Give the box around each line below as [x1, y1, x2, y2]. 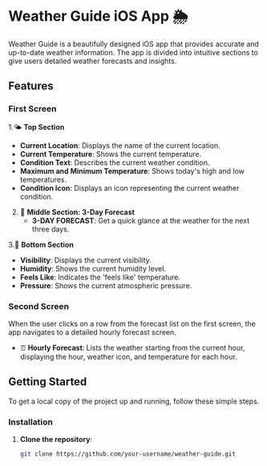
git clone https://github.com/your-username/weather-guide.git [19, 450, 237, 458]
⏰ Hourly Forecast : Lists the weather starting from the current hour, [19, 343, 245, 352]
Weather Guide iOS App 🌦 [8, 7, 188, 26]
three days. [31, 224, 70, 234]
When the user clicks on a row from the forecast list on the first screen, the [8, 319, 257, 328]
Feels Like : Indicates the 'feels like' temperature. [19, 272, 181, 282]
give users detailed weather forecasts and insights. [8, 56, 177, 66]
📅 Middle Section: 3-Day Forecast [19, 207, 135, 217]
